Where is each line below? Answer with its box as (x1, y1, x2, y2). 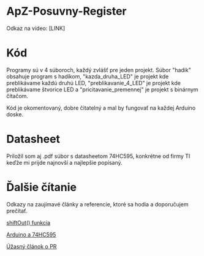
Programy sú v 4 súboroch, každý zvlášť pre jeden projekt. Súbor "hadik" (6, 66, 191, 73)
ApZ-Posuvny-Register (6, 4, 127, 18)
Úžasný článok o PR (6, 243, 57, 250)
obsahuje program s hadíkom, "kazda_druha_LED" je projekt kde (6, 72, 169, 80)
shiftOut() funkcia (6, 219, 51, 226)
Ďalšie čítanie (6, 181, 77, 194)
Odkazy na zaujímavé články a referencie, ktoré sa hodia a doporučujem (6, 200, 189, 208)
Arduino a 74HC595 (6, 231, 56, 238)
